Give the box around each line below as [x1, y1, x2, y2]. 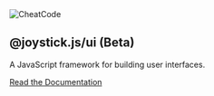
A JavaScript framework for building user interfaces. [9, 59, 206, 70]
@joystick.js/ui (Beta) [9, 35, 135, 51]
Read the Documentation [9, 76, 102, 87]
